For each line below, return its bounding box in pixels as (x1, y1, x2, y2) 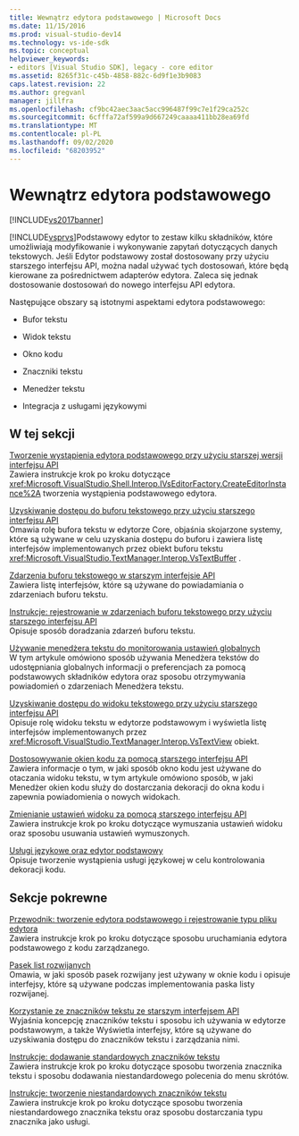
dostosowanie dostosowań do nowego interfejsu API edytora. (9, 279, 236, 290)
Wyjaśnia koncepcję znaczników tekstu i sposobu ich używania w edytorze (9, 1015, 287, 1026)
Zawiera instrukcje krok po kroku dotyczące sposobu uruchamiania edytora (9, 933, 287, 944)
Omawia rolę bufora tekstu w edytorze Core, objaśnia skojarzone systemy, (9, 524, 283, 535)
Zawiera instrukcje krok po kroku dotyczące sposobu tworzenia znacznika (9, 1061, 283, 1072)
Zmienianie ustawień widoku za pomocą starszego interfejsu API (9, 809, 247, 819)
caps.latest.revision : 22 (9, 80, 105, 89)
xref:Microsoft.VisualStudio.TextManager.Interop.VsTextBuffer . (9, 553, 242, 564)
